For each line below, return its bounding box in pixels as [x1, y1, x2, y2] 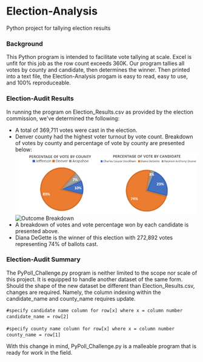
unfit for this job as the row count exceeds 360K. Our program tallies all [6, 60, 185, 67]
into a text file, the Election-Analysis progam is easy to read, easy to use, [6, 73, 188, 80]
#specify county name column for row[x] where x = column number [6, 326, 175, 332]
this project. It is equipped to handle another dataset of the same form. [6, 275, 183, 283]
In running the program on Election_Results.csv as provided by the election [6, 108, 194, 115]
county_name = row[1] [6, 332, 61, 338]
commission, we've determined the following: [6, 114, 120, 122]
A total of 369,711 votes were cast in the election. [15, 126, 138, 134]
